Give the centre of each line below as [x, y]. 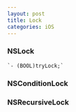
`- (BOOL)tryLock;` [36, 66]
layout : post [26, 14]
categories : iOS [31, 27]
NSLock [21, 51]
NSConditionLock [38, 83]
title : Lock [24, 20]
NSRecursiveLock [38, 102]
